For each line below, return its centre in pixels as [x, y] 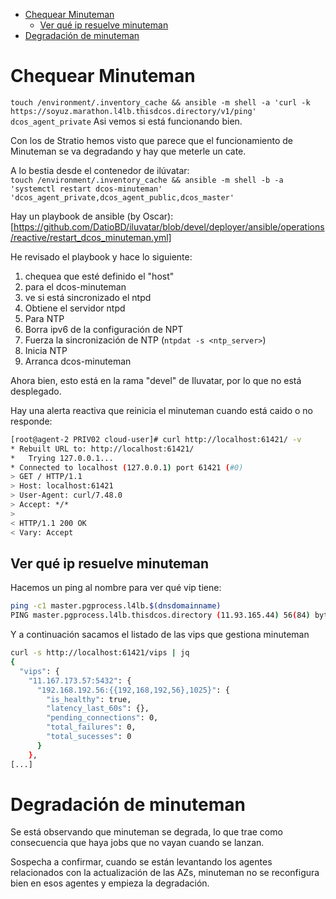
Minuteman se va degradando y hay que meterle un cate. [128, 151]
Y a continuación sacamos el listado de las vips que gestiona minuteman [160, 635]
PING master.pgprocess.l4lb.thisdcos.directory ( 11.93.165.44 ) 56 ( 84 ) [160, 615]
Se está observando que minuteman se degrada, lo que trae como [146, 832]
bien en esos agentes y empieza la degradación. [110, 883]
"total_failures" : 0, [91, 727]
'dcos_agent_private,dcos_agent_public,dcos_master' [122, 197]
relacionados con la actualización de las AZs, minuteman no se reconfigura [165, 873]
